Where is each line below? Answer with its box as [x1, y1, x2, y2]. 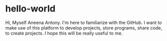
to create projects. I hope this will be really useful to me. [5, 30, 123, 36]
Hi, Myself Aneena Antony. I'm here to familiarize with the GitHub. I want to [5, 19, 162, 25]
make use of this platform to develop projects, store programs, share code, [5, 24, 162, 30]
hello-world [5, 3, 56, 14]
